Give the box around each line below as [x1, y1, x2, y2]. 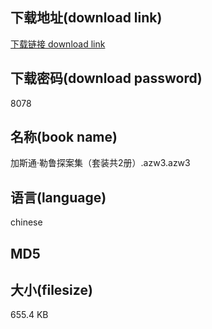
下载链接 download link [10, 38, 106, 50]
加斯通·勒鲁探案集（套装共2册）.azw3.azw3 [10, 157, 191, 169]
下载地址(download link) [10, 9, 163, 27]
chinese [10, 216, 43, 228]
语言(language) [10, 189, 107, 206]
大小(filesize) [10, 282, 93, 299]
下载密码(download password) [10, 70, 203, 87]
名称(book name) [10, 129, 118, 146]
